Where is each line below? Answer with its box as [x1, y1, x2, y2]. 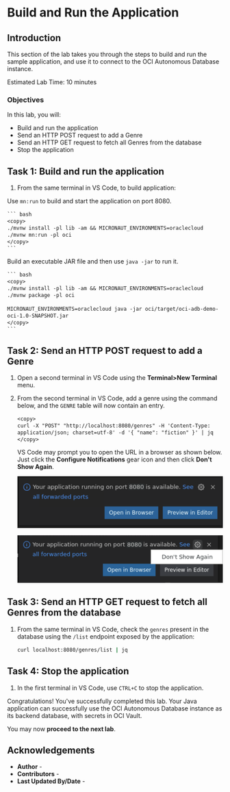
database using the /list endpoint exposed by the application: [16, 632, 195, 641]
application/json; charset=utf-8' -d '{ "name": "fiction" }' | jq [16, 429, 214, 436]
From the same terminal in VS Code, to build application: [16, 183, 176, 192]
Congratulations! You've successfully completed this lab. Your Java [7, 697, 197, 705]
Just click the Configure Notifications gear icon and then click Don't [16, 455, 212, 463]
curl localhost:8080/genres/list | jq [16, 646, 128, 653]
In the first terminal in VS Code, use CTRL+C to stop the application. [16, 683, 204, 692]
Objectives [7, 94, 44, 104]
